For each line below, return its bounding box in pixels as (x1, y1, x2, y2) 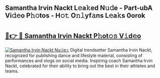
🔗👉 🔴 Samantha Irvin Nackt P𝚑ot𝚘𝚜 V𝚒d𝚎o (5, 32, 141, 40)
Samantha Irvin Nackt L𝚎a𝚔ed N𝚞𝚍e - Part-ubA (5, 4, 153, 12)
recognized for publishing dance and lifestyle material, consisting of (5, 53, 143, 58)
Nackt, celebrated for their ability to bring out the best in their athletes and (5, 63, 156, 69)
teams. (5, 68, 19, 74)
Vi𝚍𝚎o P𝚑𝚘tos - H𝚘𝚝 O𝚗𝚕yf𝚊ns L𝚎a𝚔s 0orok (5, 12, 146, 20)
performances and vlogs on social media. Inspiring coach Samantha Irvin (5, 58, 153, 63)
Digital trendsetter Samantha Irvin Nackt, (70, 47, 153, 53)
